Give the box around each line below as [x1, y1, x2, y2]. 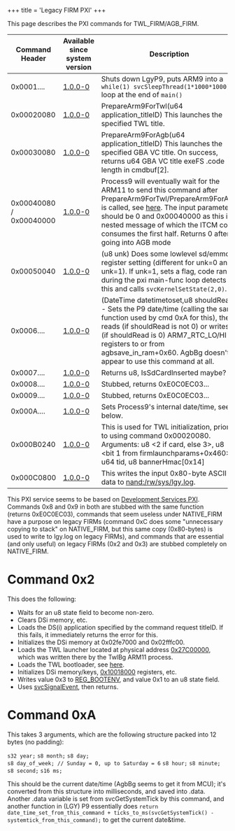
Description [149, 49, 190, 59]
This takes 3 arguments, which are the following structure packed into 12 [7, 730, 217, 739]
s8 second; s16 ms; [7, 767, 63, 774]
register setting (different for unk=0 [101, 258, 218, 267]
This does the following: [7, 595, 77, 603]
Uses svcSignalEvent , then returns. [17, 682, 119, 691]
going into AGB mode [101, 238, 171, 247]
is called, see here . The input [101, 203, 196, 212]
